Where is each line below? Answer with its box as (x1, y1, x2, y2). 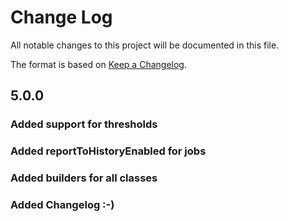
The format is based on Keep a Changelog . (10, 58, 187, 70)
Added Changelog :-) (10, 198, 115, 212)
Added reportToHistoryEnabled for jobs (10, 144, 207, 158)
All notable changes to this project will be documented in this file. (10, 39, 280, 51)
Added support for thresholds (10, 117, 158, 131)
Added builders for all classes (10, 171, 158, 185)
